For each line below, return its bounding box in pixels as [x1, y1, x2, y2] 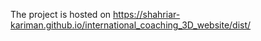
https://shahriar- [113, 9, 181, 20]
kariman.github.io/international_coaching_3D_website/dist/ [10, 19, 252, 31]
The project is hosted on [10, 9, 112, 20]
